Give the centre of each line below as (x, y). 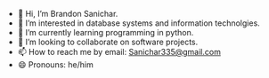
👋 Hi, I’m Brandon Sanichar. (68, 14)
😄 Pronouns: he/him (55, 65)
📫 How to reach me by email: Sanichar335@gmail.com (119, 52)
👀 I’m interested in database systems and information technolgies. (139, 23)
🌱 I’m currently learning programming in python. (106, 32)
